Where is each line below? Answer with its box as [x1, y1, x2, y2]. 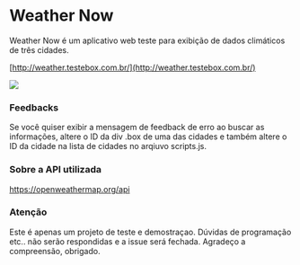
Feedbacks [9, 101, 59, 113]
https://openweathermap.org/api [9, 183, 130, 194]
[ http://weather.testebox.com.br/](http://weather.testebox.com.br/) [9, 62, 256, 73]
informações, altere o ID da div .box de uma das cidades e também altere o [9, 131, 287, 142]
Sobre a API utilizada [9, 163, 101, 176]
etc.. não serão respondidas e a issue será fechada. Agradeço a [9, 235, 246, 247]
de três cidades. [9, 44, 69, 55]
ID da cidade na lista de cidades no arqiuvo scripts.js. [9, 141, 207, 152]
